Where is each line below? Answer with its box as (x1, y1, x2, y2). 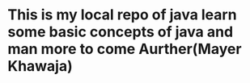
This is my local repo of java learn (7, 6, 237, 24)
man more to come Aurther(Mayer (7, 40, 242, 58)
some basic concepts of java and (7, 23, 234, 41)
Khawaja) (7, 57, 74, 76)
